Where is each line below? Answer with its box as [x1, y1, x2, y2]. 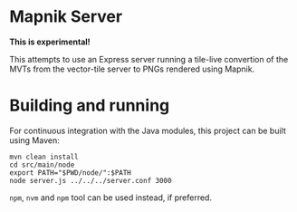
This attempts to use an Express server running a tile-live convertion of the [9, 53, 289, 64]
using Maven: [9, 134, 61, 146]
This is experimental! [9, 36, 91, 47]
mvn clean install [9, 152, 79, 161]
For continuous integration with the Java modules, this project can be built [9, 125, 287, 136]
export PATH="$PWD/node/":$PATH [9, 168, 131, 178]
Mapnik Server [9, 6, 123, 27]
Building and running [9, 95, 170, 116]
